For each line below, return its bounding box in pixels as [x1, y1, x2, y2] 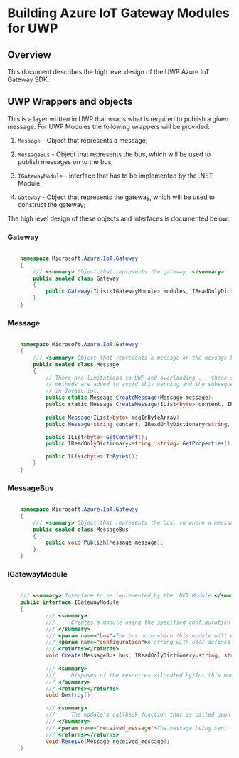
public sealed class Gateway [33, 275, 119, 282]
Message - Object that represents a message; [17, 136, 148, 144]
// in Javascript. [45, 388, 100, 395]
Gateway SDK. [7, 75, 50, 84]
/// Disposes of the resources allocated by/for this [45, 672, 221, 679]
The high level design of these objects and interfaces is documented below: [7, 214, 230, 223]
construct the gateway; [17, 200, 86, 208]
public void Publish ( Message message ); [45, 539, 164, 547]
